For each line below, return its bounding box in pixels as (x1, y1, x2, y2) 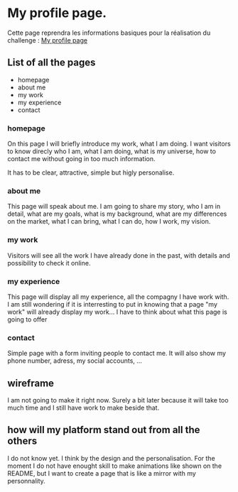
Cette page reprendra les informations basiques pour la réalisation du (7, 28, 211, 37)
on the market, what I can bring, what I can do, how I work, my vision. (7, 217, 211, 226)
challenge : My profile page (7, 35, 87, 44)
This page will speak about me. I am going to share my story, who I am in (7, 202, 221, 211)
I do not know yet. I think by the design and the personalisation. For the (7, 454, 215, 462)
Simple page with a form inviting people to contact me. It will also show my (7, 349, 226, 358)
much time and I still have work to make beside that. (7, 403, 160, 412)
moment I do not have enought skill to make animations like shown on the (7, 461, 222, 470)
